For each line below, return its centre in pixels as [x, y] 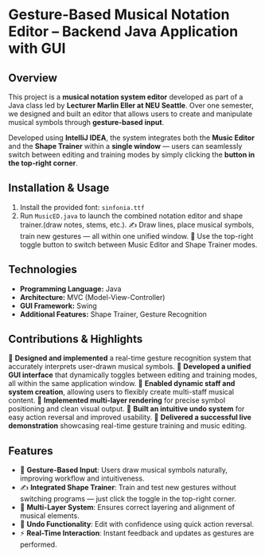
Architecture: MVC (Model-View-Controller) [92, 297]
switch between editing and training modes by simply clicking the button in [132, 154]
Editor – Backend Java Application [123, 31]
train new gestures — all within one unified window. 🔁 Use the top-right [136, 236]
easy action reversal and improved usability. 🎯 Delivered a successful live [130, 417]
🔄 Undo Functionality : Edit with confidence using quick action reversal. [137, 524]
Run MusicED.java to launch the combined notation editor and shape [131, 216]
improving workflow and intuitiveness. [82, 478]
